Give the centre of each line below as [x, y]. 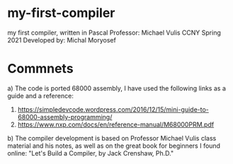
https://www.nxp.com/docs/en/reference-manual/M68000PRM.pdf [116, 124]
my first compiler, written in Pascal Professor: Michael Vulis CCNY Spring [114, 33]
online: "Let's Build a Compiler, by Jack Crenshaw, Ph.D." [91, 153]
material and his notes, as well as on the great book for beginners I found [114, 146]
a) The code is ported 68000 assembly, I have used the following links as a [117, 88]
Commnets [40, 69]
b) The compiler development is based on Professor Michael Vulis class [112, 138]
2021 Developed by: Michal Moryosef [62, 40]
